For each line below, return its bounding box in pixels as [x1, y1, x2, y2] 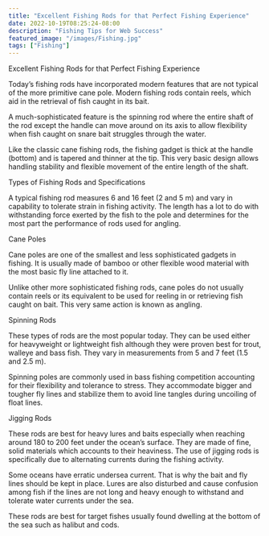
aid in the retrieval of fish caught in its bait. [8, 97, 150, 106]
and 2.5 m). [8, 357, 47, 366]
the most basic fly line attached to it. [8, 267, 129, 277]
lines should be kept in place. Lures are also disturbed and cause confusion [8, 479, 259, 489]
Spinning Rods [8, 315, 56, 325]
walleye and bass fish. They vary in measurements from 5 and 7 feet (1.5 [8, 348, 249, 358]
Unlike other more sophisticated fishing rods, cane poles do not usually [8, 282, 244, 292]
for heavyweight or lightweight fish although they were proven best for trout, [8, 340, 262, 349]
